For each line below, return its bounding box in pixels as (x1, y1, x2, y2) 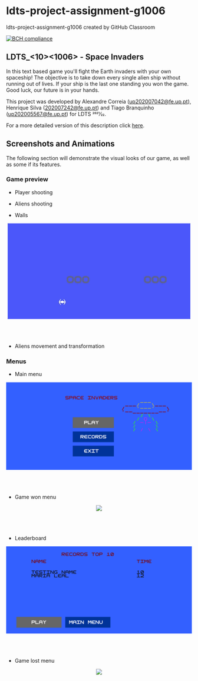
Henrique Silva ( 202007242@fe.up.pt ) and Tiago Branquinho (6, 104, 154, 111)
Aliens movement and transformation (14, 343, 105, 350)
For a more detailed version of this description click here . (6, 122, 145, 129)
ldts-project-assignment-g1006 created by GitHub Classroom (6, 24, 156, 31)
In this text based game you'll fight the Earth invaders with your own (6, 68, 171, 75)
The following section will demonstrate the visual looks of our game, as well (6, 154, 190, 161)
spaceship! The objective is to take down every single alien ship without (6, 74, 181, 81)
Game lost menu (14, 657, 55, 664)
